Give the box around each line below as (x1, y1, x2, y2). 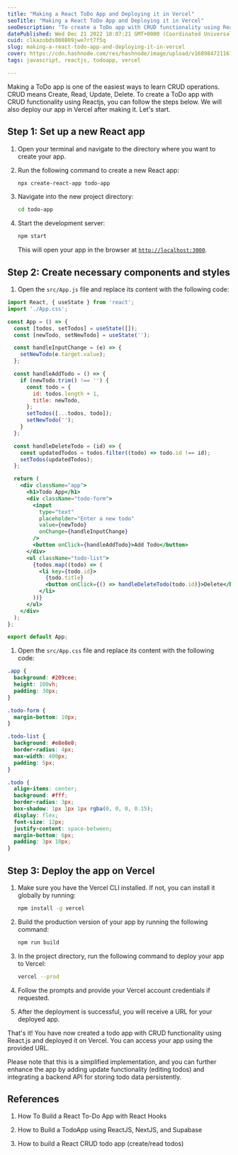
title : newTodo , (33, 397, 81, 404)
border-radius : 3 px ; (13, 799, 74, 806)
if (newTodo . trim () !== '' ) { (20, 377, 110, 384)
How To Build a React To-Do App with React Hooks (17, 1112, 167, 1120)
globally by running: (17, 891, 76, 899)
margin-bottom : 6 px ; (13, 832, 74, 839)
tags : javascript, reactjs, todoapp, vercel (7, 57, 141, 64)
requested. (17, 993, 50, 1002)
